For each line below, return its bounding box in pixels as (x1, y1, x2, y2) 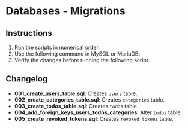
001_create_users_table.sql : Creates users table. (14, 90, 138, 97)
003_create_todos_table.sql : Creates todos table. (14, 102, 139, 109)
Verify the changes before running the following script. (14, 57, 150, 63)
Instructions (5, 28, 52, 38)
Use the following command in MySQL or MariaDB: (14, 50, 141, 57)
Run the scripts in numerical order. (14, 44, 100, 51)
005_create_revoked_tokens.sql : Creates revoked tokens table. (14, 115, 174, 122)
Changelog (5, 74, 48, 84)
